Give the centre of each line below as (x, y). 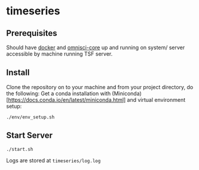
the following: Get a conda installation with (59, 93)
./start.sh (20, 149)
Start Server (29, 136)
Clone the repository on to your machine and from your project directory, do (100, 87)
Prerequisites (32, 33)
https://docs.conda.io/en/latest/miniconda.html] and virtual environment (97, 99)
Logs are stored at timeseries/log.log (53, 160)
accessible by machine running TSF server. (59, 54)
